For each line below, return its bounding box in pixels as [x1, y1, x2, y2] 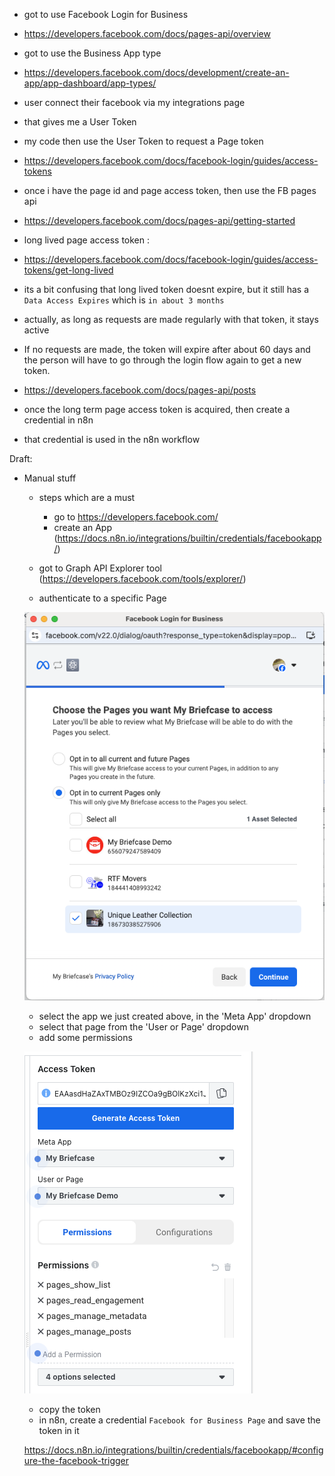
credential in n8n [23, 414, 94, 426]
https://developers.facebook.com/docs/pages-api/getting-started [23, 215, 296, 226]
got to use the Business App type [23, 47, 162, 59]
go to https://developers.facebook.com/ [53, 511, 219, 523]
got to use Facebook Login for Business [23, 9, 189, 20]
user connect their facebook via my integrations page [23, 97, 246, 108]
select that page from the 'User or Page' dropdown [38, 1020, 249, 1033]
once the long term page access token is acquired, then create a [23, 404, 291, 415]
